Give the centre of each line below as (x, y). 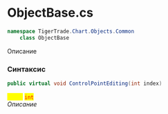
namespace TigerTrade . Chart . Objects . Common (71, 31)
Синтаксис (27, 69)
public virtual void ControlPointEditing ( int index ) (85, 83)
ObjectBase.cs (50, 13)
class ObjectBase (45, 38)
